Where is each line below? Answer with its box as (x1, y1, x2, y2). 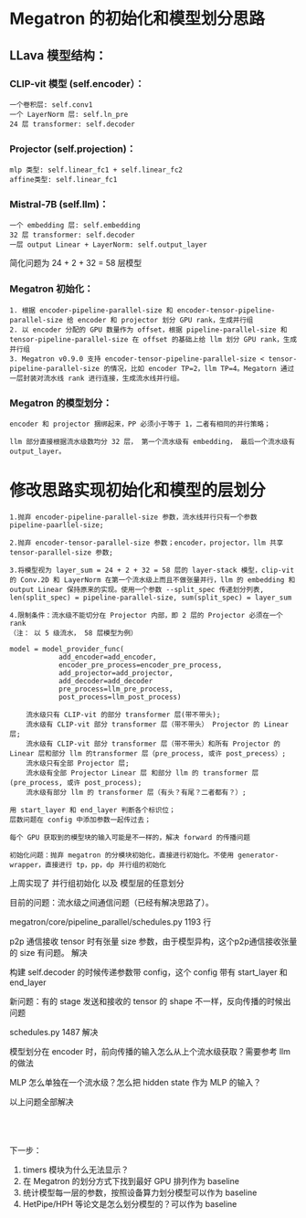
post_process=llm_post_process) (58, 693, 182, 702)
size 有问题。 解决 (19, 948, 89, 958)
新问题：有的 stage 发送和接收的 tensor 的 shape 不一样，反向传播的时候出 (9, 996, 291, 1006)
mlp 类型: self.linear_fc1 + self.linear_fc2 (9, 165, 183, 175)
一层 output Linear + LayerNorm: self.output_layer (9, 240, 207, 249)
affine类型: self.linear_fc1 (9, 175, 118, 185)
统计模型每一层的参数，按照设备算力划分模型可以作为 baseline (22, 1187, 258, 1198)
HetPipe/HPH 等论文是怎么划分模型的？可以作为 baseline (22, 1199, 237, 1209)
